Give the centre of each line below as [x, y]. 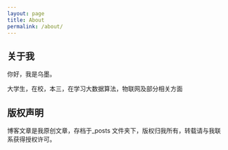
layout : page [26, 13]
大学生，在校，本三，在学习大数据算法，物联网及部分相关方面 [95, 89]
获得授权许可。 [34, 139]
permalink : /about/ [35, 26]
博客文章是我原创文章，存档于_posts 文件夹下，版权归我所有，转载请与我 [111, 131]
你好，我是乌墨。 [31, 74]
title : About [26, 20]
